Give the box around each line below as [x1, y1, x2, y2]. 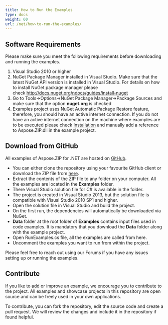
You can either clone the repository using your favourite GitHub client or [12, 165, 161, 171]
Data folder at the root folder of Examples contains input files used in [12, 218, 156, 224]
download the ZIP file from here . [12, 170, 79, 176]
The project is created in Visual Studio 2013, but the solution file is [12, 192, 149, 198]
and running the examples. [5, 59, 61, 65]
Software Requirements [5, 40, 81, 48]
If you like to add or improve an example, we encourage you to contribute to [5, 283, 162, 289]
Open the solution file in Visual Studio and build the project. [12, 202, 135, 208]
